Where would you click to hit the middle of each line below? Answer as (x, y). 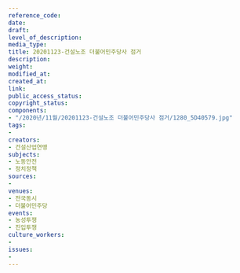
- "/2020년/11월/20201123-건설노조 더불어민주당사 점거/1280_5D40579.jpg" (120, 118)
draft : (19, 30)
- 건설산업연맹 (28, 147)
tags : (17, 125)
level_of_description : (45, 37)
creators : (24, 140)
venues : (21, 191)
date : (17, 23)
